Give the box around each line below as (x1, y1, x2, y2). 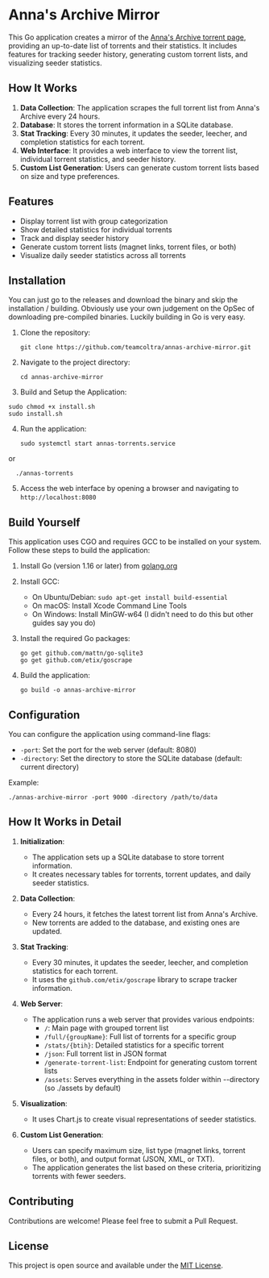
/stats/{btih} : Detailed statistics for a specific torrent (43, 1040, 224, 1050)
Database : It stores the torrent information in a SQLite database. (19, 119, 234, 130)
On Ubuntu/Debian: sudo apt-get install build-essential (31, 593, 228, 602)
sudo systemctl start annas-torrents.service (19, 439, 176, 448)
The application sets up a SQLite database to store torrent (31, 852, 225, 862)
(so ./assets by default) (43, 1083, 122, 1093)
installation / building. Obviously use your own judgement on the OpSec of (8, 304, 255, 314)
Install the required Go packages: (19, 634, 130, 643)
